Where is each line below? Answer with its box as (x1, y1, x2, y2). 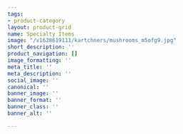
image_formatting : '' (7, 57, 72, 64)
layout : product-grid (7, 24, 72, 31)
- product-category (7, 17, 66, 24)
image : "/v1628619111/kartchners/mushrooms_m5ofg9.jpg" (7, 37, 177, 44)
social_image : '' (7, 76, 59, 84)
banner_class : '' (7, 103, 59, 110)
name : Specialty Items (7, 30, 75, 38)
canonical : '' (7, 83, 50, 91)
